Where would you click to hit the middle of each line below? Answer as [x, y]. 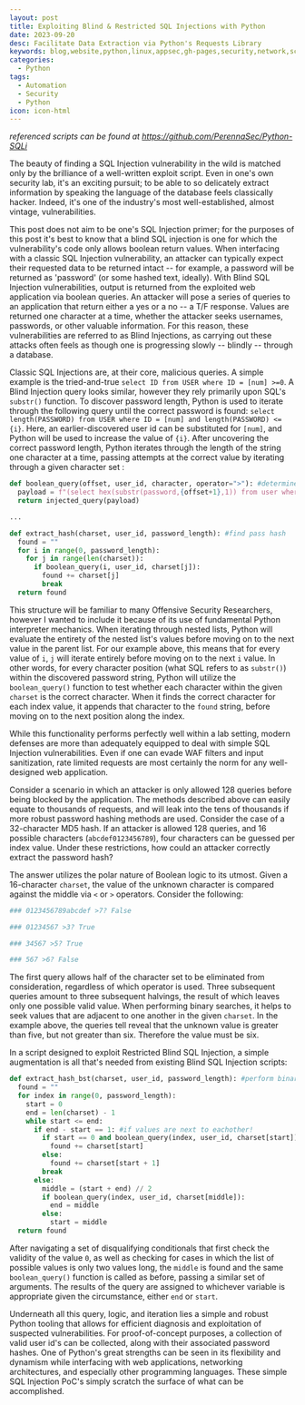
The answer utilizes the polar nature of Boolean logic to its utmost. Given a [149, 874]
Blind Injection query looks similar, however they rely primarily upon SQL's [148, 392]
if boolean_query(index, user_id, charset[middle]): [144, 1197]
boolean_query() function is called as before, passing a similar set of [137, 1277]
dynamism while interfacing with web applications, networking [126, 1361]
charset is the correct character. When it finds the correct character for [143, 696]
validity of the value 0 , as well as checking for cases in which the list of [142, 1257]
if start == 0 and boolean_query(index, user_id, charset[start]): [172, 1138]
